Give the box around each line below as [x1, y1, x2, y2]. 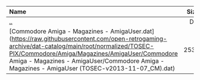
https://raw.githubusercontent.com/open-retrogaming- [11, 35, 167, 43]
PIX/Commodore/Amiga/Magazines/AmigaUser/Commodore [9, 50, 179, 57]
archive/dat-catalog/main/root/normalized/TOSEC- [9, 42, 154, 50]
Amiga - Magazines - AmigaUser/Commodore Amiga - [9, 57, 165, 65]
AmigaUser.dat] [110, 27, 155, 35]
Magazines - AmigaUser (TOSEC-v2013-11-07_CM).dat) [9, 65, 176, 72]
